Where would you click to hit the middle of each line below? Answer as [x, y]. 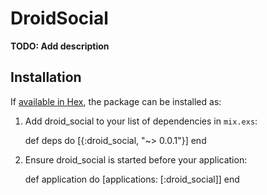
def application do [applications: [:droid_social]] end [132, 179]
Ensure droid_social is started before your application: [136, 159]
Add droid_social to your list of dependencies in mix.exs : [141, 121]
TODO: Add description [60, 46]
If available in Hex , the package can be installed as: [116, 101]
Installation [46, 77]
